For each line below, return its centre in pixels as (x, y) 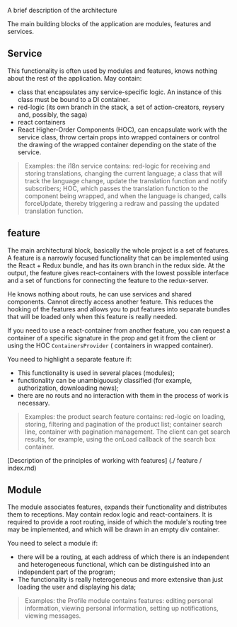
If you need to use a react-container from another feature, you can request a (119, 330)
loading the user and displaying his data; (77, 587)
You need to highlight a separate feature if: (70, 359)
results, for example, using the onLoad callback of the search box (120, 439)
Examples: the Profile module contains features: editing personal (119, 601)
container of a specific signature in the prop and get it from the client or (112, 338)
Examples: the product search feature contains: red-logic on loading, (125, 416)
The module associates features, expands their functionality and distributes (117, 507)
